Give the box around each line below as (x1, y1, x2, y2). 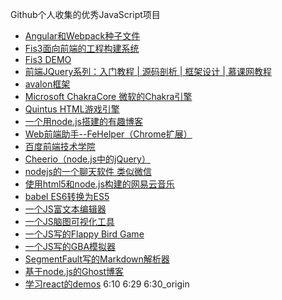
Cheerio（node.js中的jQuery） (24, 153, 151, 165)
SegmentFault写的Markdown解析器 (24, 253, 170, 265)
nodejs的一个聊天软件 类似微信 (24, 166, 152, 177)
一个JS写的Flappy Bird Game (24, 228, 145, 240)
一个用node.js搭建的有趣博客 (24, 116, 144, 127)
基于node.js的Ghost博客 (24, 266, 125, 277)
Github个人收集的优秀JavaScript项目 (10, 9, 161, 20)
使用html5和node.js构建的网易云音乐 (24, 178, 175, 190)
